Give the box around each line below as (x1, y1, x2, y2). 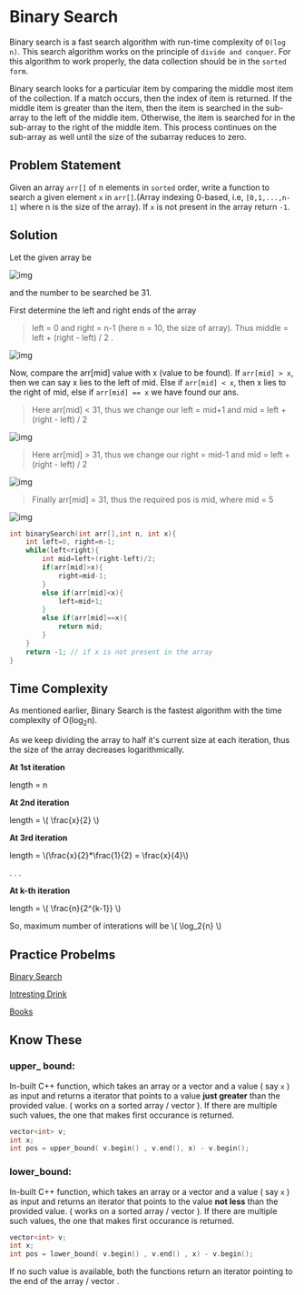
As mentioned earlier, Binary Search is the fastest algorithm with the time (9, 705, 282, 716)
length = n (9, 779, 48, 790)
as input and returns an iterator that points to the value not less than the (9, 1196, 279, 1207)
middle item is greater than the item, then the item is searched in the (9, 102, 265, 113)
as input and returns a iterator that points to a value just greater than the (9, 1089, 281, 1101)
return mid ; (57, 622, 103, 631)
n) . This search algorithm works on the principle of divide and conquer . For (9, 45, 291, 56)
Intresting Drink (9, 989, 67, 999)
